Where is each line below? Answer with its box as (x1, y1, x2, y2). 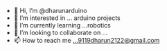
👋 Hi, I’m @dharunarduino (13, 7, 87, 14)
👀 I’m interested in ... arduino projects (13, 14, 121, 22)
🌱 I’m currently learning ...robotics (13, 21, 111, 29)
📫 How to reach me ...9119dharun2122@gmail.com (13, 37, 160, 44)
